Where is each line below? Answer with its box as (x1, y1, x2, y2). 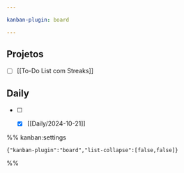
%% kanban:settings (6, 133, 67, 142)
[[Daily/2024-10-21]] (26, 119, 86, 128)
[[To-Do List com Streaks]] (16, 67, 94, 75)
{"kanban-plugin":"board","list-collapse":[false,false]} (6, 147, 178, 154)
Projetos (6, 48, 44, 60)
